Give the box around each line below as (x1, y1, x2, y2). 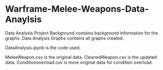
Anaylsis (5, 14, 42, 25)
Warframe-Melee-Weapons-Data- (5, 3, 149, 15)
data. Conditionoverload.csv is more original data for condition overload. (5, 59, 153, 65)
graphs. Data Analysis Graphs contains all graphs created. (5, 35, 124, 41)
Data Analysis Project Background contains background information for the (5, 30, 159, 36)
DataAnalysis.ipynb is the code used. (5, 45, 81, 50)
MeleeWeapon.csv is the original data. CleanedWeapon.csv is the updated (5, 54, 157, 60)
